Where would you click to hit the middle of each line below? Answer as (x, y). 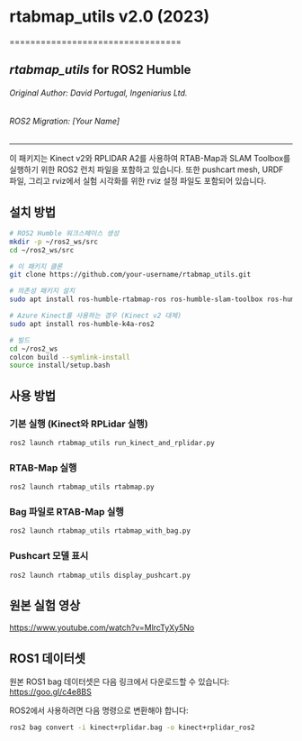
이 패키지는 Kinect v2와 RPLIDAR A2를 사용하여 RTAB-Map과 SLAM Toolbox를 (150, 159)
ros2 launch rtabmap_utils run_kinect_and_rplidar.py (112, 444)
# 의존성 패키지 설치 (42, 291)
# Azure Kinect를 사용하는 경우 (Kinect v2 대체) (96, 316)
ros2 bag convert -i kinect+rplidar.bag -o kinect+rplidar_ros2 (132, 727)
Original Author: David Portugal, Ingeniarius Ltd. (98, 93)
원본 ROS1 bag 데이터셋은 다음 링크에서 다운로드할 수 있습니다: (120, 682)
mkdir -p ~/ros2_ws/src (54, 242)
